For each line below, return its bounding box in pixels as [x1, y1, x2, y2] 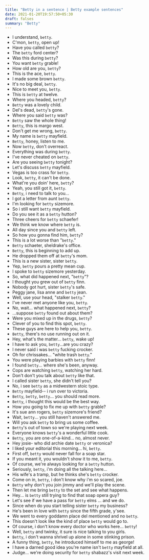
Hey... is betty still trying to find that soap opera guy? [12, 492, 120, 498]
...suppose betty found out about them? [12, 310, 93, 316]
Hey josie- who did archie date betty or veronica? [12, 440, 112, 446]
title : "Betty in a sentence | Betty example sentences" [5, 7, 124, 12]
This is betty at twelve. [12, 92, 59, 97]
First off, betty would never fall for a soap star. [12, 451, 106, 457]
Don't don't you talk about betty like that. [12, 373, 95, 379]
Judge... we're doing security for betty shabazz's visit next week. [12, 550, 145, 556]
